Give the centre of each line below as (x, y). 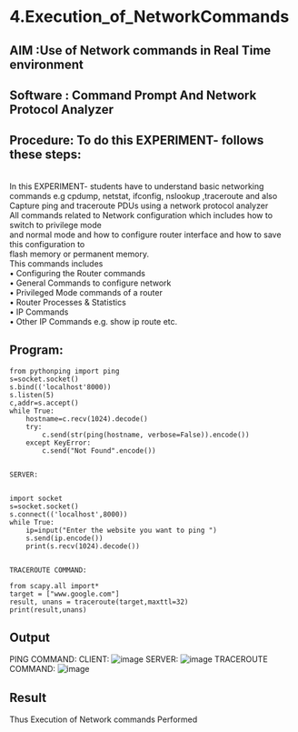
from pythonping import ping (65, 371)
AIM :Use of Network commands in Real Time (140, 50)
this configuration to (47, 244)
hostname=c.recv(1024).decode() (87, 419)
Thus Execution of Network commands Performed (104, 719)
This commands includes (56, 263)
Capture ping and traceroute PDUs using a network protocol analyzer (139, 206)
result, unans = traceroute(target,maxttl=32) (99, 602)
